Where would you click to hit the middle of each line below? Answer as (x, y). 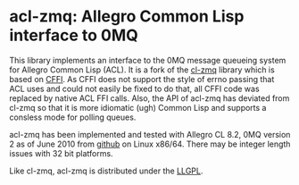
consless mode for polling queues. (73, 117)
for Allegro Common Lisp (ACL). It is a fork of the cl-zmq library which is (142, 70)
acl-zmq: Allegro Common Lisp (127, 17)
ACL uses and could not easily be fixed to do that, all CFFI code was (135, 88)
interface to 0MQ (74, 35)
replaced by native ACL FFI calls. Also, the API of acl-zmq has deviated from (149, 98)
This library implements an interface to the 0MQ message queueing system (148, 60)
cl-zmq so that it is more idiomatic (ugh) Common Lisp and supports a (138, 107)
